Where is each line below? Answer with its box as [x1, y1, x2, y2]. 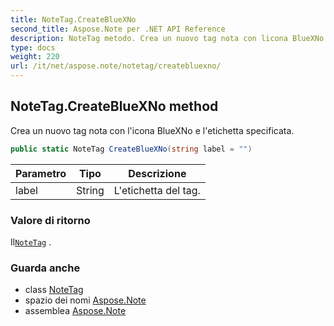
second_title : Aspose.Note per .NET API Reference [10, 24, 226, 34]
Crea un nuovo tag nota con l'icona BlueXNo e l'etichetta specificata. [10, 124, 295, 136]
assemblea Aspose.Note [24, 305, 127, 317]
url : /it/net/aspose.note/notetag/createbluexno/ [10, 61, 222, 71]
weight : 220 [10, 52, 60, 62]
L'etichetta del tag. [113, 183, 201, 197]
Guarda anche [10, 261, 81, 275]
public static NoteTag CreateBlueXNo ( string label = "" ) [10, 144, 253, 154]
